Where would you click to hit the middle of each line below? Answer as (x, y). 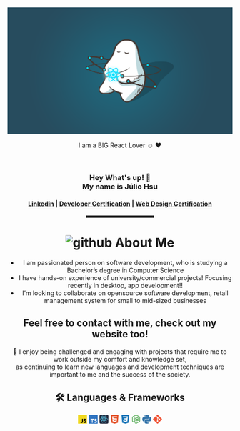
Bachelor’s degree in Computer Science (125, 270)
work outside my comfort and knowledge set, (120, 359)
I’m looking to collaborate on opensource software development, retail (125, 293)
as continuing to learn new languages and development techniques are (120, 367)
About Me (145, 243)
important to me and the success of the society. (120, 374)
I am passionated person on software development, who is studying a (125, 263)
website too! (120, 334)
